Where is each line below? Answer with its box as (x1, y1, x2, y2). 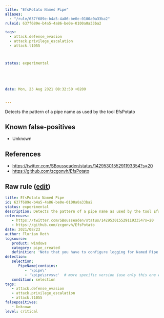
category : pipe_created (11, 245, 60, 250)
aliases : (5, 12, 23, 17)
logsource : (5, 236, 27, 241)
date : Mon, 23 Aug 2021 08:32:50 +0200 (5, 87, 86, 91)
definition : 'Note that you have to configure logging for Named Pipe (11, 250, 159, 255)
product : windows (11, 241, 47, 246)
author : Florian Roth (5, 231, 49, 236)
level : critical (5, 309, 38, 314)
